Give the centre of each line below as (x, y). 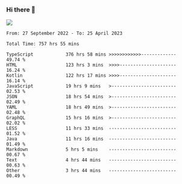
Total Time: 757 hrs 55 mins (43, 44)
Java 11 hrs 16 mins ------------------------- (91, 139)
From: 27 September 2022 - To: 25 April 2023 (64, 33)
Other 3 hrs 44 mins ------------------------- (91, 171)
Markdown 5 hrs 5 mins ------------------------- (91, 150)
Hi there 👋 (21, 10)
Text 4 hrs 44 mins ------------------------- (91, 160)
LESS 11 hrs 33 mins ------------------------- (91, 128)
